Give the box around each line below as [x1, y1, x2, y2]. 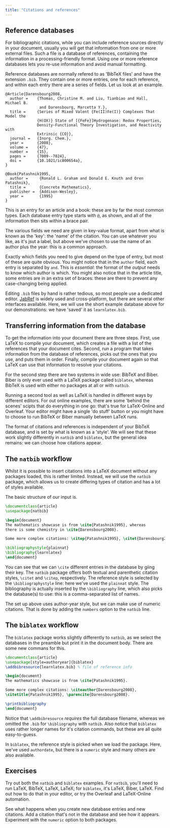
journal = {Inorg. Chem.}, [10, 136, 71, 141]
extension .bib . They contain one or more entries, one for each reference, [5, 77, 160, 83]
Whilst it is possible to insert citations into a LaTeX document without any [5, 468, 157, 474]
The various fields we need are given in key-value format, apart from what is [5, 228, 164, 234]
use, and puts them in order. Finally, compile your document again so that [5, 356, 158, 363]
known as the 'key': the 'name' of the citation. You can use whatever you [5, 233, 157, 239]
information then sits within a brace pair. [5, 218, 90, 224]
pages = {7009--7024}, [10, 154, 67, 159]
